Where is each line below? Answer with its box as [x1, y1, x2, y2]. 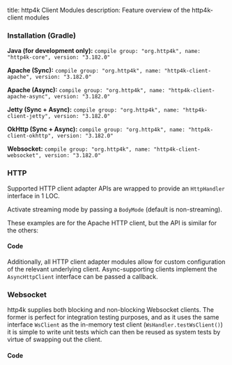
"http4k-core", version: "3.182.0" [7, 54, 111, 61]
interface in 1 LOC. [7, 191, 61, 200]
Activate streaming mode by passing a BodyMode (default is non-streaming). [7, 205, 223, 214]
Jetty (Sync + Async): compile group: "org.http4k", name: [7, 105, 180, 114]
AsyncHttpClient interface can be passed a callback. [7, 272, 158, 281]
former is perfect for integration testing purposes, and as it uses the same [7, 313, 219, 322]
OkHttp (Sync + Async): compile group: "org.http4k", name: [7, 125, 186, 133]
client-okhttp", [7, 133, 54, 140]
